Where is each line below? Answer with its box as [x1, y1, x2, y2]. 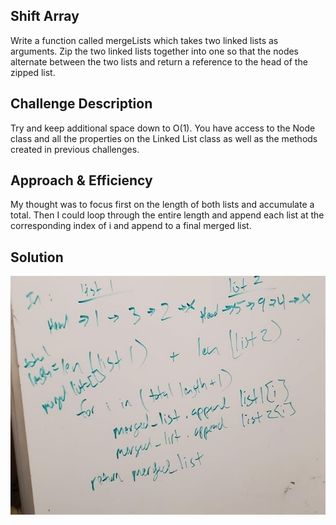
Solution [10, 249, 64, 266]
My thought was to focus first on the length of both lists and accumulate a [10, 199, 315, 211]
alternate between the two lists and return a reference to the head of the [10, 55, 308, 68]
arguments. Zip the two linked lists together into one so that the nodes [10, 45, 300, 57]
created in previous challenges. [10, 143, 140, 155]
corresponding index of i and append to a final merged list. [10, 220, 252, 232]
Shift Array [10, 8, 80, 25]
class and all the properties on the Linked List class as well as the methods [10, 132, 318, 144]
